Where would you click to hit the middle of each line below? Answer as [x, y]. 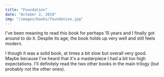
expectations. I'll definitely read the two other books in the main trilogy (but [82, 64]
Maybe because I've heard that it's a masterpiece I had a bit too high [75, 59]
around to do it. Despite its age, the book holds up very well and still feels [80, 38]
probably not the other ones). [35, 69]
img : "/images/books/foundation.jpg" [44, 19]
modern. [14, 44]
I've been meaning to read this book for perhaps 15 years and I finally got [80, 33]
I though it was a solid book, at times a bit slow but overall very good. [76, 53]
